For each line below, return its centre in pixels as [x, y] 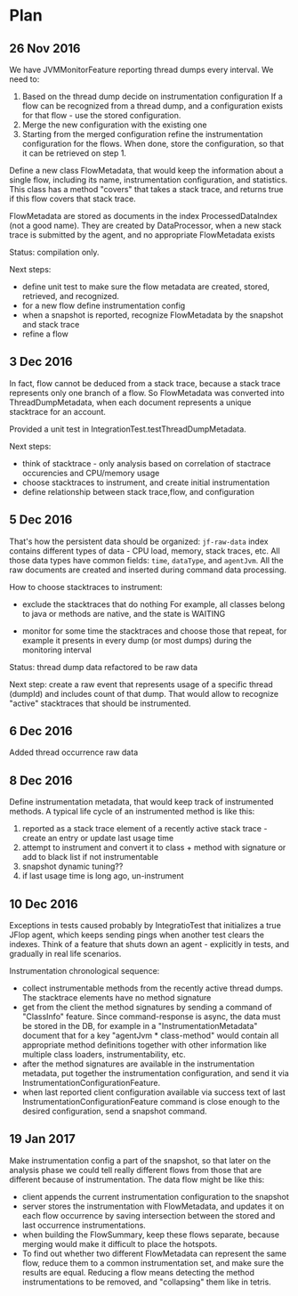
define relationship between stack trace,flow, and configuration [138, 491]
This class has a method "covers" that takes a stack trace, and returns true [146, 189]
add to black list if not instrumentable [90, 857]
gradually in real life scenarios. [65, 954]
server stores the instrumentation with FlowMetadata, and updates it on [153, 1206]
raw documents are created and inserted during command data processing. [148, 570]
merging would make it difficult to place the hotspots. [120, 1243]
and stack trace [51, 324]
